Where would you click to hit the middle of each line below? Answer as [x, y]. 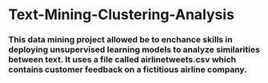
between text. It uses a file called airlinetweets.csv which [122, 60]
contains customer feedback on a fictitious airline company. [128, 69]
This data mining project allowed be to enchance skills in [121, 40]
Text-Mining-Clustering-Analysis [121, 15]
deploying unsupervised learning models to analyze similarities [134, 49]
